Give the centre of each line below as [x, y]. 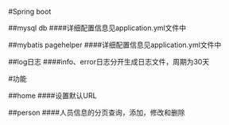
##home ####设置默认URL [52, 96]
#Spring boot [30, 12]
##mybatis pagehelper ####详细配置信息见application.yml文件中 [115, 45]
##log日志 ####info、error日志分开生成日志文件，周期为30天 [109, 62]
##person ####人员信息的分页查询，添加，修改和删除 [97, 112]
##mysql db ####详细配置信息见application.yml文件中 [97, 28]
